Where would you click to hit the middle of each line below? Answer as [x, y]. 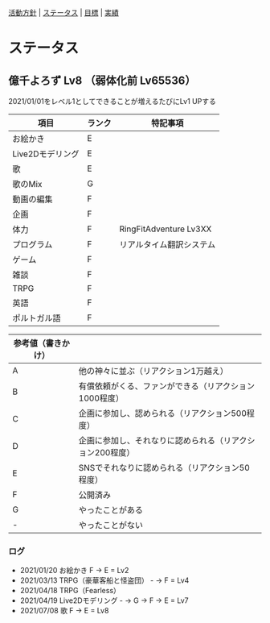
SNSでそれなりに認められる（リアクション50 [164, 468]
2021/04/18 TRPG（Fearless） [70, 591]
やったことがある [110, 510]
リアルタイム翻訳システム [167, 245]
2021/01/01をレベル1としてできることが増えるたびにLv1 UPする [112, 101]
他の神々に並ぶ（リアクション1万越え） [153, 371]
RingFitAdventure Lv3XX [166, 229]
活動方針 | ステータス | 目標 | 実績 [63, 12]
